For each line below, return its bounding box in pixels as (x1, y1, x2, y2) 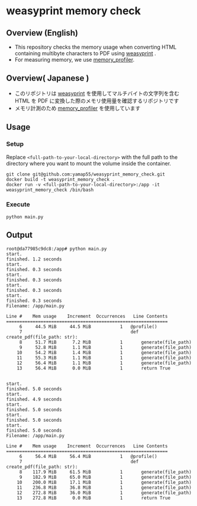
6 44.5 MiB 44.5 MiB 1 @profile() (19, 323, 158, 330)
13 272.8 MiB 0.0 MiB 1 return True (17, 495, 170, 501)
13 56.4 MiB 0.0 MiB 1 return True (17, 365, 170, 371)
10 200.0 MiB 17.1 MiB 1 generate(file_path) (17, 479, 192, 485)
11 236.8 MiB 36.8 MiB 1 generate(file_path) (17, 485, 192, 491)
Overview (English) (6, 28, 79, 38)
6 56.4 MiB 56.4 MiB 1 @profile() (19, 453, 158, 459)
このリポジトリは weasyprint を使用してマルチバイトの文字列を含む (14, 90, 180, 97)
